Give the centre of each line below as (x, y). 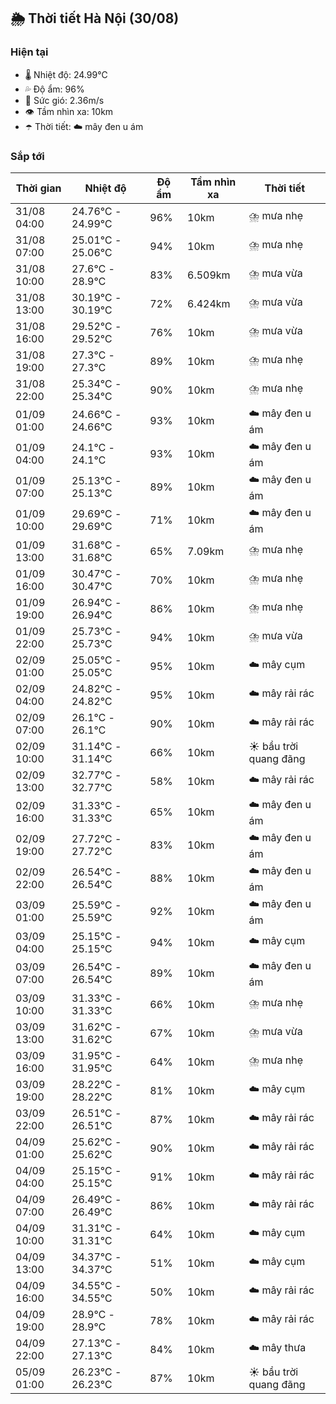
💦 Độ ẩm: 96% (54, 89)
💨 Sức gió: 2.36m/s (64, 100)
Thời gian (38, 188)
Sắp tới (27, 156)
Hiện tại (29, 52)
